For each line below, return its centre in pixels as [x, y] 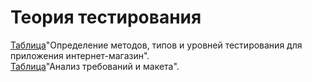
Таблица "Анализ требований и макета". [95, 66]
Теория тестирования [106, 17]
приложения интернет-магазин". [80, 55]
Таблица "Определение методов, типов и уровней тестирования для [156, 45]
